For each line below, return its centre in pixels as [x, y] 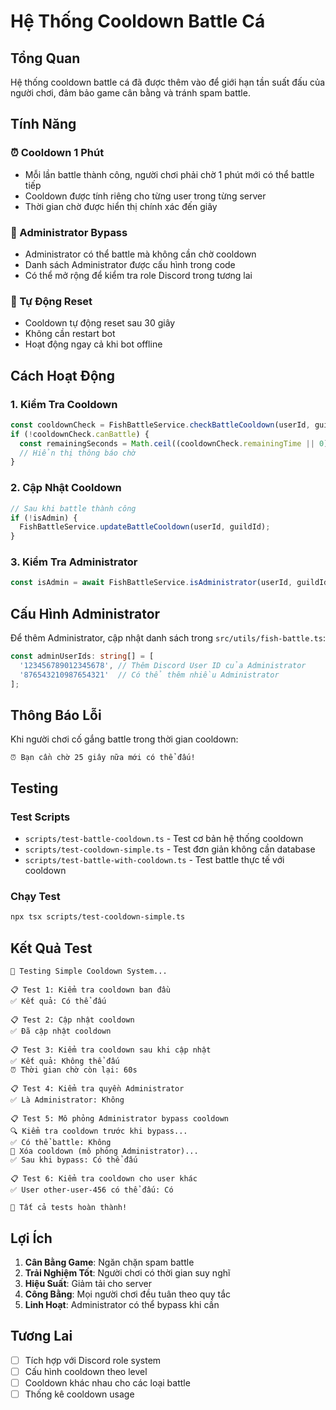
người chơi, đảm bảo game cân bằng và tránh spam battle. [130, 93]
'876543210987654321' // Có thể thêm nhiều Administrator [149, 675]
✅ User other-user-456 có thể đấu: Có [92, 1190]
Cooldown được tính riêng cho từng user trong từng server [145, 196]
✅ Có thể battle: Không [61, 1143]
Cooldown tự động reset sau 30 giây [100, 323]
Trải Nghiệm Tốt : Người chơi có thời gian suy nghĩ [127, 1272]
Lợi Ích [31, 1238]
